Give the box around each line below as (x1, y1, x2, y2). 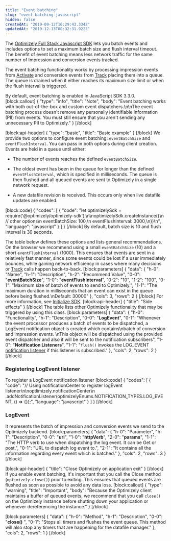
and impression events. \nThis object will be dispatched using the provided (5, 331, 163, 337)
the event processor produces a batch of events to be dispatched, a (5, 320, 149, 327)
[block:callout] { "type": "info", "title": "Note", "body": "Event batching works (5, 98, 166, 105)
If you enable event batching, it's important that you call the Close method (5, 471, 161, 477)
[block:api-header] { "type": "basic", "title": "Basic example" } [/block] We (5, 130, 161, 136)
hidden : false (5, 17, 36, 22)
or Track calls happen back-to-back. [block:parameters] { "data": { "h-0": (5, 266, 160, 272)
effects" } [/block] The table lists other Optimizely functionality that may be (5, 304, 163, 310)
